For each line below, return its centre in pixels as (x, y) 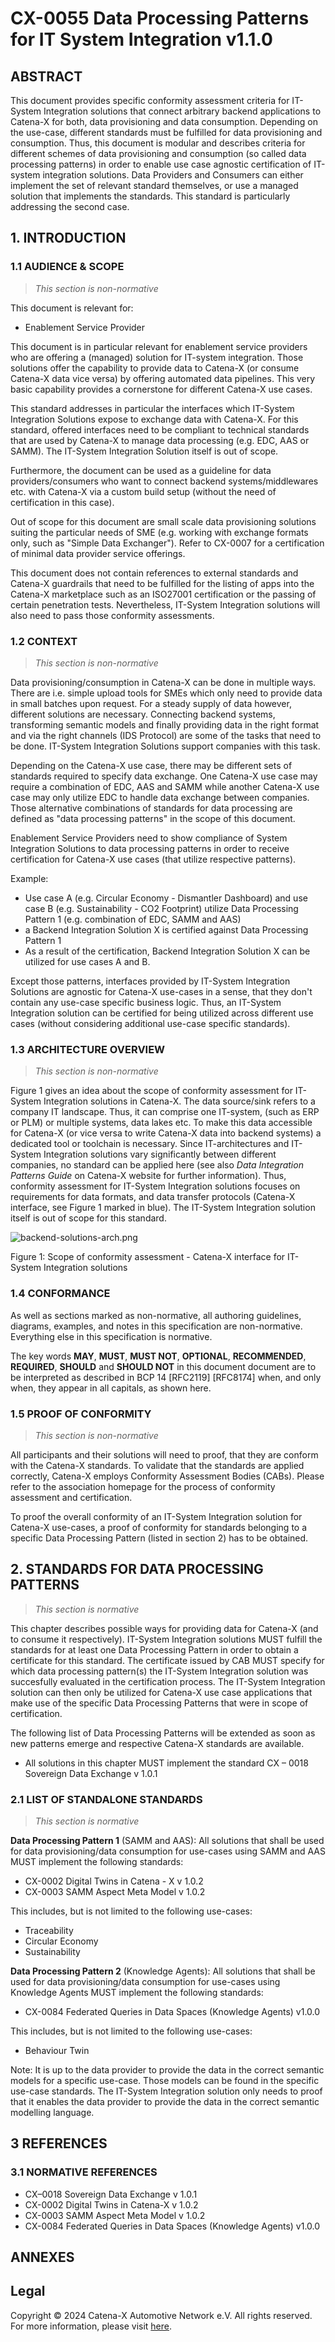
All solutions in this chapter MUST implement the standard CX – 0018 (166, 1763)
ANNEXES (42, 2257)
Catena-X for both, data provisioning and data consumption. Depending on (164, 121)
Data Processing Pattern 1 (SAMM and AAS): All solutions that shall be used (167, 1840)
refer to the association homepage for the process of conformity (143, 1486)
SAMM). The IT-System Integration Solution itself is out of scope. (144, 451)
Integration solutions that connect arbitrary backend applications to (182, 111)
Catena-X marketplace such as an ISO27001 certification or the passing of (163, 594)
